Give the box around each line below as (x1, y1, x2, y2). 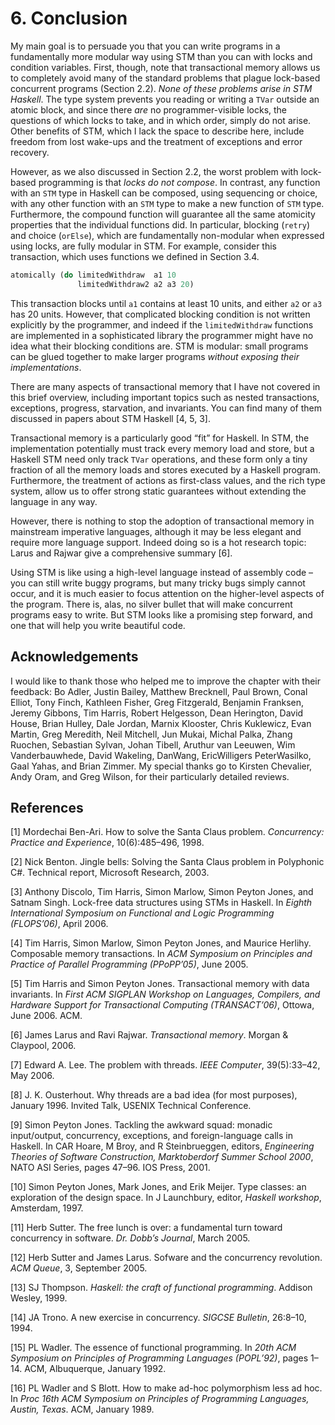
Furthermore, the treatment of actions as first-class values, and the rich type (10, 474, 326, 486)
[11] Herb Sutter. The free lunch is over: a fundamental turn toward (10, 1222, 283, 1234)
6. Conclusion (10, 7, 128, 30)
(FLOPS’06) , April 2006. (10, 918, 109, 930)
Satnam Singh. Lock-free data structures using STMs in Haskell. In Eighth (10, 897, 313, 909)
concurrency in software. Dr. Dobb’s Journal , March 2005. (10, 1232, 251, 1244)
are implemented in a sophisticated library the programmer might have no (10, 329, 314, 341)
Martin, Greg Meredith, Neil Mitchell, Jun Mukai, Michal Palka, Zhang (10, 728, 293, 740)
